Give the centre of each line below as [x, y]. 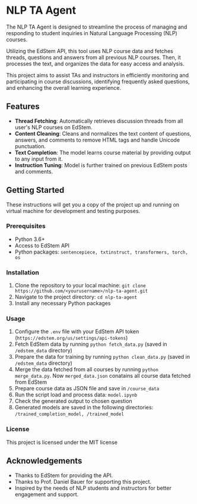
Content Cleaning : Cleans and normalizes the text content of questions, [103, 133]
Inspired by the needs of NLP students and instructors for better [93, 488]
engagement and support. [47, 494]
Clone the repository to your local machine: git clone [80, 286]
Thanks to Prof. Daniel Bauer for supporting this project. [83, 481]
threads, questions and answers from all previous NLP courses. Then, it [93, 57]
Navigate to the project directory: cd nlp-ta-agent [76, 297]
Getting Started [35, 190]
